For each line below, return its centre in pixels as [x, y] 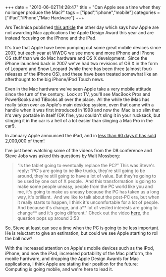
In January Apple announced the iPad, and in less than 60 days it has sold [81, 136]
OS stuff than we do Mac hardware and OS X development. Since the [76, 58]
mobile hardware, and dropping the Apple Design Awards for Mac [72, 259]
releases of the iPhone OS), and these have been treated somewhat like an [81, 74]
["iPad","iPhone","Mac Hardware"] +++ [45, 18]
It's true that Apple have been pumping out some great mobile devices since [83, 47]
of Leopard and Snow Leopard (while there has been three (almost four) [79, 69]
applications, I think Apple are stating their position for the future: [72, 264]
